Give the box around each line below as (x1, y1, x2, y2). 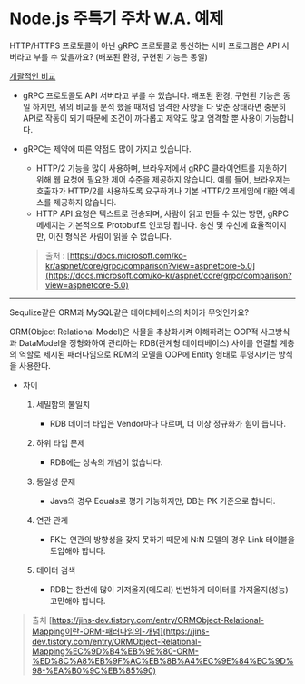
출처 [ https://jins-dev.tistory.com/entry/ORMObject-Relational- (31, 614, 265, 625)
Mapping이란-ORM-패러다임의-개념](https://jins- (31, 626, 210, 637)
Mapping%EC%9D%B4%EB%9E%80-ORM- (31, 646, 200, 657)
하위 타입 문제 (35, 437, 85, 448)
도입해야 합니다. (49, 545, 106, 556)
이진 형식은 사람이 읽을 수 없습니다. (48, 231, 172, 242)
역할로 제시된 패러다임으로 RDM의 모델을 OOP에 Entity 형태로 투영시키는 (18, 349, 277, 360)
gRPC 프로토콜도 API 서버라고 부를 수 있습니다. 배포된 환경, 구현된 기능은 (22, 90, 281, 101)
